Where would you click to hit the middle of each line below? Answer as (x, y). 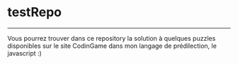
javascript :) (25, 53)
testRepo (35, 12)
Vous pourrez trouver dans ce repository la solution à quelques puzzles (112, 38)
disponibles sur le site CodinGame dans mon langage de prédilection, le (112, 46)
